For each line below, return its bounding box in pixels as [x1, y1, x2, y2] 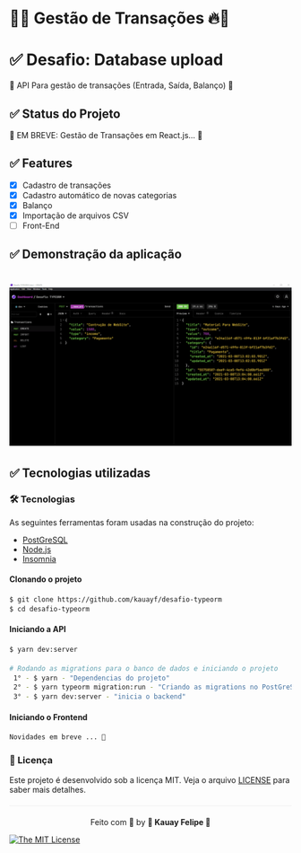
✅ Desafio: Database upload [9, 49, 224, 70]
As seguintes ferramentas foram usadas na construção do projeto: [9, 516, 254, 528]
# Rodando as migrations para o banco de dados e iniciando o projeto [9, 664, 279, 673]
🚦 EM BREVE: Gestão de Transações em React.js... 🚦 [9, 129, 203, 140]
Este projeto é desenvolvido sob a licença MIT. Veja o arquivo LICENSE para [9, 774, 290, 785]
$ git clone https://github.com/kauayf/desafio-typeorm [9, 594, 222, 604]
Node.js [21, 543, 52, 555]
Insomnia [21, 553, 56, 564]
